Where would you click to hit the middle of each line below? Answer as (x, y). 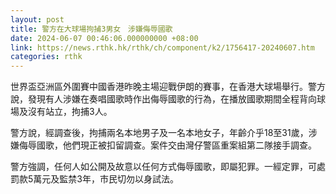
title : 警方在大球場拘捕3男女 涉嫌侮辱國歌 (91, 29)
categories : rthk (46, 57)
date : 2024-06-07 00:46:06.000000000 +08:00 (104, 38)
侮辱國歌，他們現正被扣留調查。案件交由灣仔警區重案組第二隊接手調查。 (167, 145)
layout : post (37, 19)
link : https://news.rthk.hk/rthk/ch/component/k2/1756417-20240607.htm (162, 47)
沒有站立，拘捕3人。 (70, 112)
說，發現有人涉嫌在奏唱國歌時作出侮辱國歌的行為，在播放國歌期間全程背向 (163, 99)
